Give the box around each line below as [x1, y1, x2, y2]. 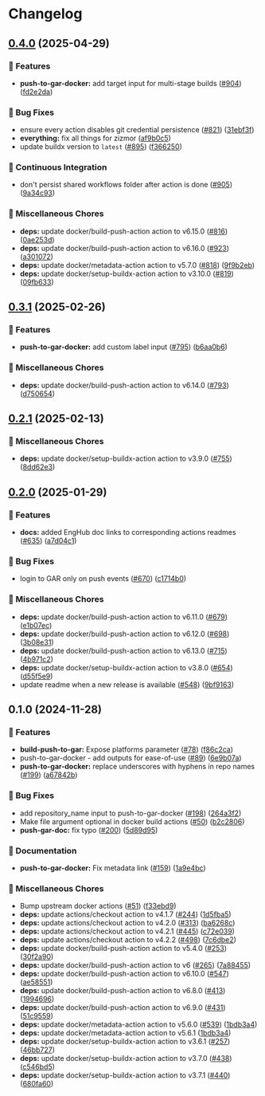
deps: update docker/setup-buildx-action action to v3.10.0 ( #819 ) [19, 269, 235, 278]
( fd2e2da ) [19, 87, 53, 96]
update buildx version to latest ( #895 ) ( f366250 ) [19, 142, 183, 151]
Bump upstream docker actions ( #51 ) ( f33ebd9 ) [19, 902, 177, 911]
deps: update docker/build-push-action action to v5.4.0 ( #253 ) [19, 944, 228, 953]
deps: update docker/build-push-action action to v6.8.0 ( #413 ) [19, 986, 226, 996]
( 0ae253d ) [19, 234, 55, 244]
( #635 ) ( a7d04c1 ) [19, 536, 77, 546]
